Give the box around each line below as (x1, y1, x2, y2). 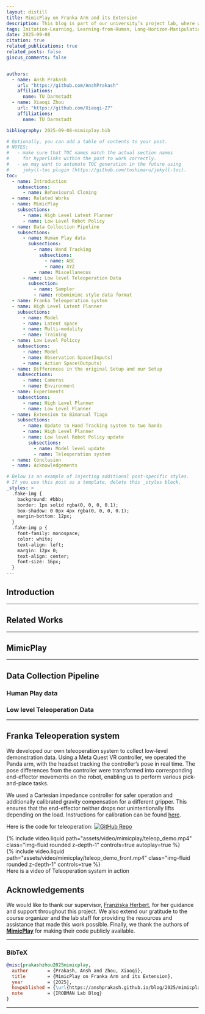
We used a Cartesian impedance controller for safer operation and (6, 791, 173, 799)
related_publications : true (6, 43, 78, 50)
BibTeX (6, 948, 28, 957)
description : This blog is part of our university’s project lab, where (6, 20, 195, 26)
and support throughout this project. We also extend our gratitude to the (6, 908, 188, 915)
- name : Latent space (22, 320, 78, 327)
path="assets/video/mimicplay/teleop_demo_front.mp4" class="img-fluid (6, 854, 190, 861)
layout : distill (6, 9, 48, 15)
